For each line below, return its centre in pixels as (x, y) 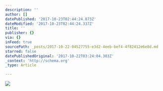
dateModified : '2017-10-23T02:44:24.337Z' (50, 24)
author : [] (16, 14)
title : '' (15, 28)
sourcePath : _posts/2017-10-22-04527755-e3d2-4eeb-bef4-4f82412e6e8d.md (82, 47)
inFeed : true (19, 42)
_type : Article (21, 65)
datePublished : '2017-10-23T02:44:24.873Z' (51, 19)
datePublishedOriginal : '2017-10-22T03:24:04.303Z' (59, 56)
